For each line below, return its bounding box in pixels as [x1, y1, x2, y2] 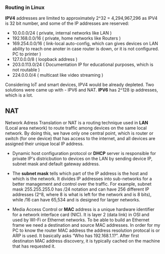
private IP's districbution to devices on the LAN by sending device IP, [12, 155, 153, 162]
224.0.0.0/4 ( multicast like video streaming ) [12, 72, 103, 78]
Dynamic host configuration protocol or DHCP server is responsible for [12, 151, 156, 156]
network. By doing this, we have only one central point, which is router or [5, 130, 154, 136]
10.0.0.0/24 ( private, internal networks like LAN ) [12, 30, 112, 36]
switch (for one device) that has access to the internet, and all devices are [5, 136, 156, 142]
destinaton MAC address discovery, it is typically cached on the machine [12, 238, 160, 244]
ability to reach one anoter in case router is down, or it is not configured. [12, 46, 159, 52]
